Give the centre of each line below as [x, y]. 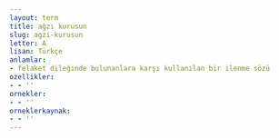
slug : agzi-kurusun [46, 34]
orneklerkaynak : [40, 111]
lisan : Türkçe [36, 52]
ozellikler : [32, 77]
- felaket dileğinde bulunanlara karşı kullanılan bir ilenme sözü [140, 69]
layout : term [34, 18]
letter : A [28, 43]
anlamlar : [28, 60]
